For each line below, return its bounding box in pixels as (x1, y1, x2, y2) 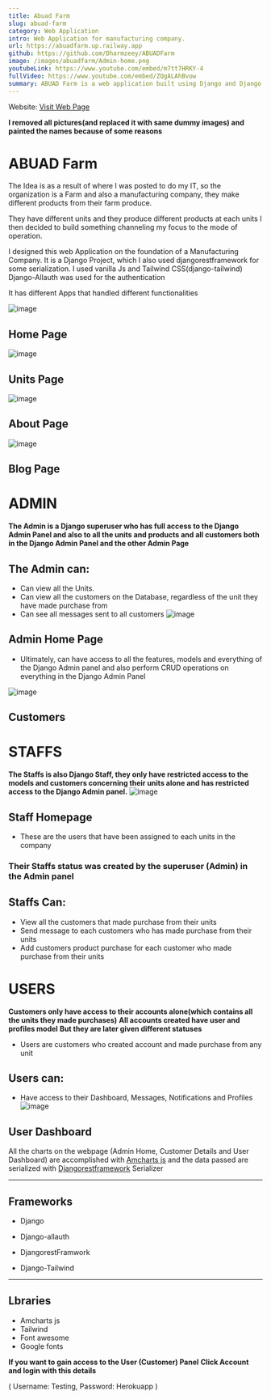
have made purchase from (19, 600, 108, 611)
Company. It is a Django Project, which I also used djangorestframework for (8, 256, 260, 265)
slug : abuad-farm (8, 19, 67, 28)
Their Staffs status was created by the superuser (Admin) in (8, 860, 248, 871)
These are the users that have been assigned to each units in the (19, 831, 236, 842)
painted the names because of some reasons (8, 126, 163, 136)
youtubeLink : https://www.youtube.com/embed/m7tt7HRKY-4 (8, 65, 204, 73)
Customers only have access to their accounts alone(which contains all (8, 1007, 253, 1016)
